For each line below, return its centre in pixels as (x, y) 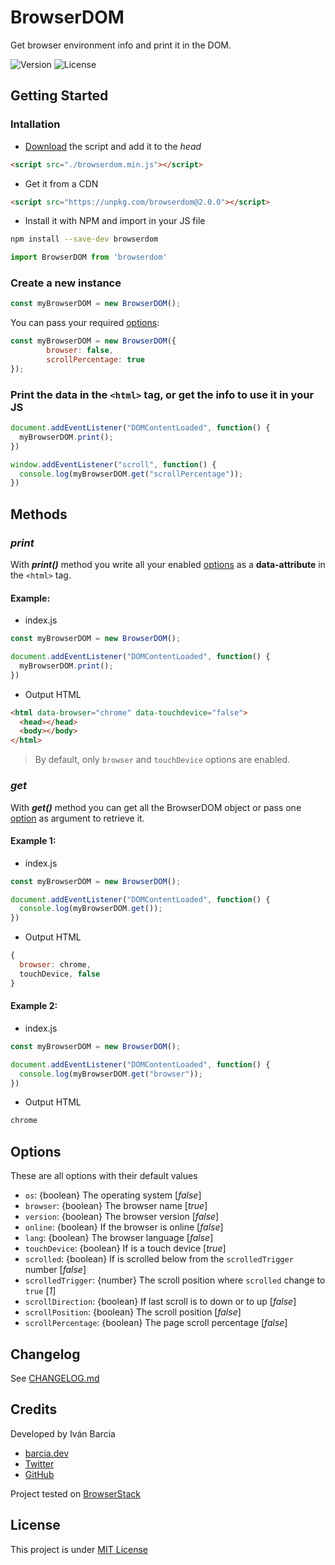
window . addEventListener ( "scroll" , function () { (113, 464)
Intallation (35, 124)
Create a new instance (66, 283)
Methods (39, 514)
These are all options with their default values (104, 1176)
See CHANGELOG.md (55, 1378)
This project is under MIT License (79, 1549)
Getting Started (59, 96)
